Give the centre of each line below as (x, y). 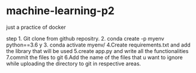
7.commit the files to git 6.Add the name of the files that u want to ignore (94, 57)
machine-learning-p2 (60, 11)
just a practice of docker (36, 27)
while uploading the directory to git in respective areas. (74, 64)
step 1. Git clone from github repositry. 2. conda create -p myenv (85, 38)
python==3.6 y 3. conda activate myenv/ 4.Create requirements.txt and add (98, 45)
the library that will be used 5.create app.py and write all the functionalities (97, 51)
